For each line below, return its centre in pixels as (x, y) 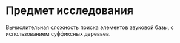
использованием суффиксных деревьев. (58, 33)
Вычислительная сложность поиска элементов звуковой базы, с (90, 27)
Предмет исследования (70, 11)
